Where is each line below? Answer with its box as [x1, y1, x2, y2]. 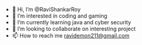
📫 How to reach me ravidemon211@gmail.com [12, 32, 130, 39]
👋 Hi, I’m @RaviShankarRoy [12, 6, 81, 13]
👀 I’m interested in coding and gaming [12, 12, 108, 19]
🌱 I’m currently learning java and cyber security [12, 19, 132, 26]
